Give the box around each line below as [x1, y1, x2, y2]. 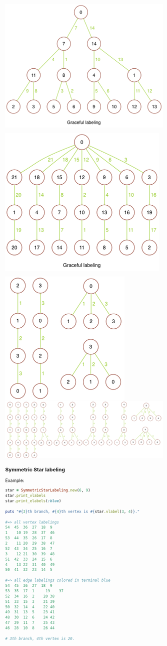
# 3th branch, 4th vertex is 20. [5, 636, 75, 641]
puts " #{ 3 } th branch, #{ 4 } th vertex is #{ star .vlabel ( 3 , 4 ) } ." [5, 509, 140, 514]
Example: [5, 477, 24, 483]
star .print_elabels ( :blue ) [5, 498, 61, 503]
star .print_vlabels [5, 493, 46, 498]
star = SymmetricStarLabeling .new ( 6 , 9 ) [5, 488, 91, 493]
